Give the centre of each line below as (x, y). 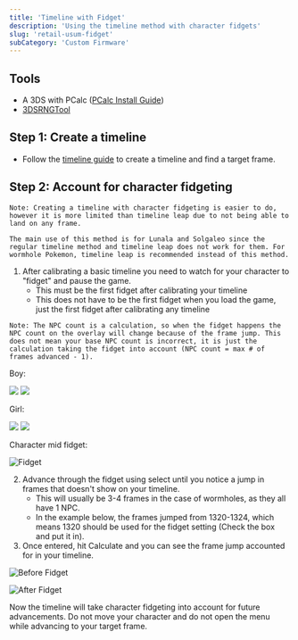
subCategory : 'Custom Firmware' (69, 42)
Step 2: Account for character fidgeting (121, 187)
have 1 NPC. (58, 507)
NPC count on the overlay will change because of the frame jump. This (145, 333)
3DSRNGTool (46, 110)
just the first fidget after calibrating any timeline (123, 309)
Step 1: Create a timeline (78, 138)
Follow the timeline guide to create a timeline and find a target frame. (149, 159)
